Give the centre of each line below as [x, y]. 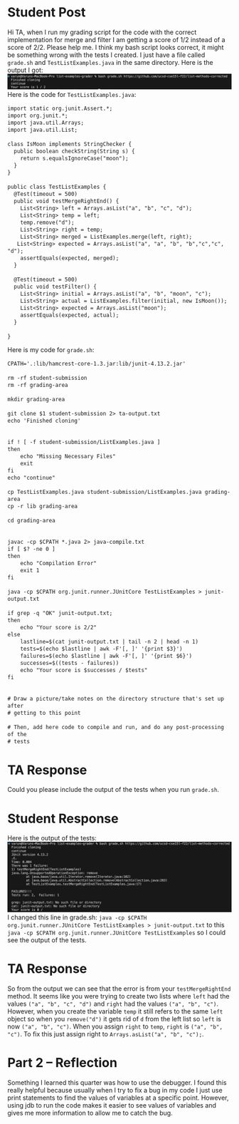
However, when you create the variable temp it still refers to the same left [115, 1011]
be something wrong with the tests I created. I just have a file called [106, 55]
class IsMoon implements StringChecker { [70, 144]
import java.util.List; [43, 130]
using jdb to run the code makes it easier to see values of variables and [112, 1105]
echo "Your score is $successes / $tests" [84, 671]
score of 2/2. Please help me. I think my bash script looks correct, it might [116, 47]
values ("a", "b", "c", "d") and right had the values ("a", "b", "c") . [113, 1004]
